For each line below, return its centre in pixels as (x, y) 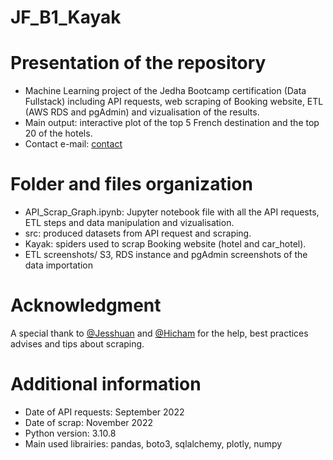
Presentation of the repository (138, 63)
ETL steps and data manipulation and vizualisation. (129, 223)
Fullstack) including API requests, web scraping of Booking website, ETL (174, 102)
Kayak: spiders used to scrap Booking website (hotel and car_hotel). (165, 244)
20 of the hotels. (58, 133)
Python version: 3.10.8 (70, 433)
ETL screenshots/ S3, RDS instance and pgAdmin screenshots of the (166, 255)
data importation (58, 265)
